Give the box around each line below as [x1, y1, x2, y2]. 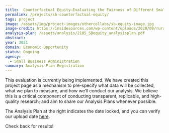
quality [5, 98, 20, 104]
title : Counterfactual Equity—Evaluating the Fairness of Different [5, 7, 154, 13]
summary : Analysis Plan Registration [5, 63, 84, 68]
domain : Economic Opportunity [5, 45, 69, 50]
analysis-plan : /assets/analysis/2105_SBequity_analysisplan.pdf [5, 31, 145, 36]
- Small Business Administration [10, 59, 80, 64]
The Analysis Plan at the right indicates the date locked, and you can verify [5, 108, 160, 114]
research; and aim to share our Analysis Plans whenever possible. [20, 98, 157, 104]
